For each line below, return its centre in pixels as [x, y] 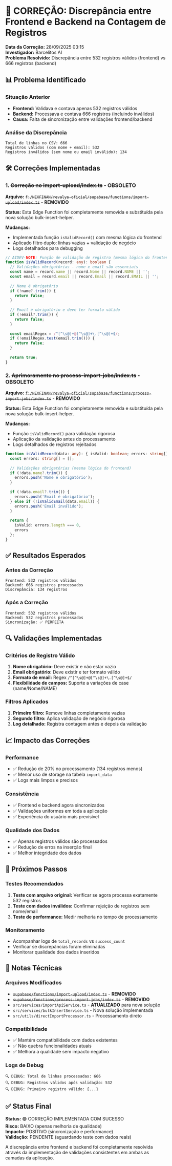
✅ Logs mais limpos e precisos [45, 780]
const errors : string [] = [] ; [42, 458]
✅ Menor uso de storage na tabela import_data [62, 775]
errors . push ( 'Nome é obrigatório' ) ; [54, 478]
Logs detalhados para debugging [48, 248]
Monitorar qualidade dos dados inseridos [56, 952]
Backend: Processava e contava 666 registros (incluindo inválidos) [83, 114]
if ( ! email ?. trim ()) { [34, 315]
